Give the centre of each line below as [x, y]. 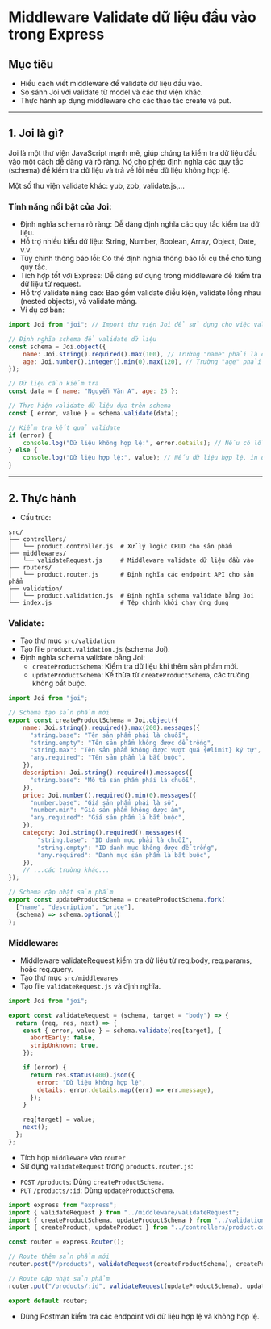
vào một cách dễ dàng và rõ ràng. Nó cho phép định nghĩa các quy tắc [126, 161]
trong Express [56, 34]
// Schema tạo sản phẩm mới [59, 713]
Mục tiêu [31, 64]
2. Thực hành [42, 498]
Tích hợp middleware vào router [73, 1157]
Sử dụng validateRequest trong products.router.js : [106, 1166]
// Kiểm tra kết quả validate [65, 427]
